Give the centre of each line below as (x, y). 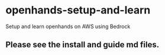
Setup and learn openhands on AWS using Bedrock (68, 26)
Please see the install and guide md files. (82, 45)
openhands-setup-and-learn (78, 10)
